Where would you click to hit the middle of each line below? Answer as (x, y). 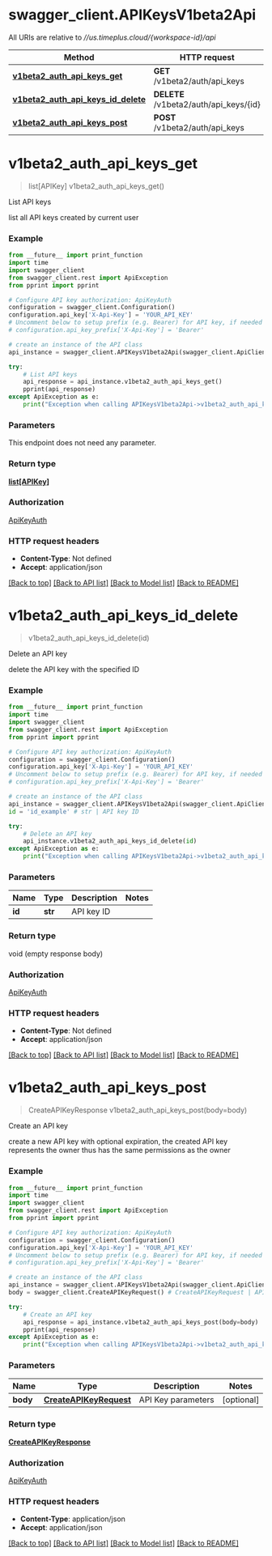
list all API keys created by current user (74, 217)
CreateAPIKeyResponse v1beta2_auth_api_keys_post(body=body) (138, 1110)
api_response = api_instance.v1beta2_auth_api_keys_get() (123, 382)
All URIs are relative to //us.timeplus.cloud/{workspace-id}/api (112, 37)
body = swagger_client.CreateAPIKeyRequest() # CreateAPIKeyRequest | (130, 1293)
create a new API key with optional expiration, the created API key (118, 1141)
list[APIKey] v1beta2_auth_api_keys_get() (96, 186)
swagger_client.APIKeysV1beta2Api (132, 15)
